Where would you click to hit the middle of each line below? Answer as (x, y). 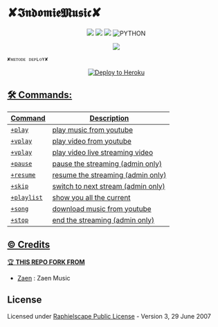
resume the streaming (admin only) (109, 175)
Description (109, 118)
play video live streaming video (103, 152)
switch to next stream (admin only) (109, 186)
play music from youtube (93, 130)
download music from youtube (102, 208)
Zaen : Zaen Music (44, 278)
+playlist (27, 197)
